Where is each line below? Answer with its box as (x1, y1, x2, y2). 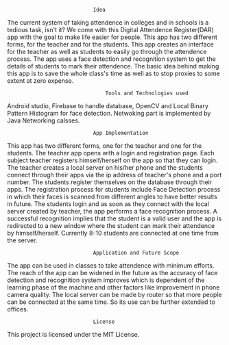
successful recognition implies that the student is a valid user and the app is (7, 214, 222, 222)
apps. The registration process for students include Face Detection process (7, 186, 221, 193)
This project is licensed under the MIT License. (7, 331, 140, 338)
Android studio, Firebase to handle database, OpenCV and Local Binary (7, 102, 209, 110)
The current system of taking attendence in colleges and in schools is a (7, 18, 209, 27)
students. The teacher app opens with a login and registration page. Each (7, 149, 215, 157)
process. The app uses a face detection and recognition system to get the (7, 55, 216, 63)
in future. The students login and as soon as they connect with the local (7, 200, 209, 208)
